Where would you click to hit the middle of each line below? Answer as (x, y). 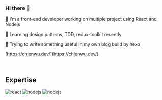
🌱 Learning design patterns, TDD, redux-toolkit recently (63, 35)
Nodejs (13, 24)
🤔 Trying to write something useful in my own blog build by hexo (73, 44)
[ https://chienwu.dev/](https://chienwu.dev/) (52, 54)
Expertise (21, 80)
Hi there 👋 (18, 8)
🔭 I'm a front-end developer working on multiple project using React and (81, 19)
